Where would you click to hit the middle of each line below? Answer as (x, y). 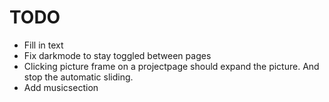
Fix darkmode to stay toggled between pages (117, 55)
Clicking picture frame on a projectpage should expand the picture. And (171, 66)
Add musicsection (61, 87)
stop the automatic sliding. (78, 77)
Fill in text (43, 45)
